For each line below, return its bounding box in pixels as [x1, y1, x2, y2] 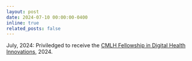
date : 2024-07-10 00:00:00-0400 [6, 14, 88, 20]
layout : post [6, 8, 39, 15]
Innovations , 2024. [6, 48, 53, 56]
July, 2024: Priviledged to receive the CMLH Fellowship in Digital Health [6, 42, 186, 49]
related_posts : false [6, 25, 61, 32]
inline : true [6, 20, 39, 26]
